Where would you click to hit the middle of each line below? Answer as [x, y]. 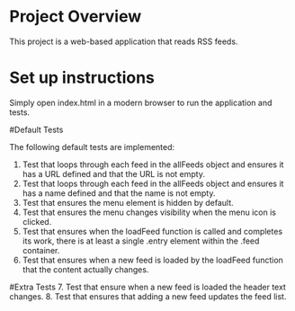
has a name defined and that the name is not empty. [119, 193]
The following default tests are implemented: [92, 147]
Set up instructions [82, 78]
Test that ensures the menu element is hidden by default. [128, 202]
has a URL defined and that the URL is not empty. [113, 173]
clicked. [37, 221]
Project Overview [76, 17]
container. [41, 250]
